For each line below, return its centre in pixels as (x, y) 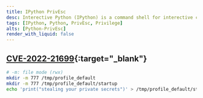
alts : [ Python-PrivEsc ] (36, 29)
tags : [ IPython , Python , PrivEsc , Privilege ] (64, 23)
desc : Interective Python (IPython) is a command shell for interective (100, 17)
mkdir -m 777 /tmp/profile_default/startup (62, 84)
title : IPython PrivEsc (36, 12)
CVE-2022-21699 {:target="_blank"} (77, 59)
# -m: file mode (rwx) (35, 72)
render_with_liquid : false (40, 34)
